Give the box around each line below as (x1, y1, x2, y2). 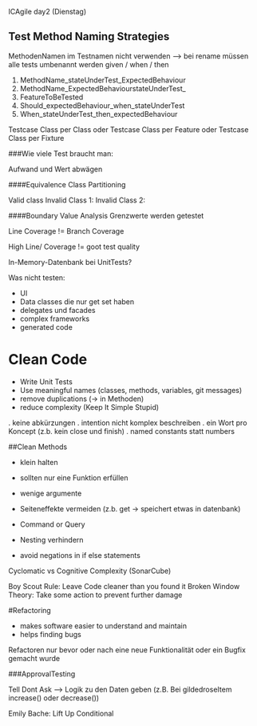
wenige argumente (19, 488, 82, 498)
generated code (19, 322, 73, 331)
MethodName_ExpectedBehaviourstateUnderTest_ (19, 83, 186, 93)
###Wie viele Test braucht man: (8, 148, 114, 158)
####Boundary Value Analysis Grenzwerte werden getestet (8, 211, 204, 220)
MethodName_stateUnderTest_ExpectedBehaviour (19, 75, 186, 85)
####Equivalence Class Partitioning (8, 179, 126, 189)
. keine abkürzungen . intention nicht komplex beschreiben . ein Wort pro (8, 418, 247, 427)
